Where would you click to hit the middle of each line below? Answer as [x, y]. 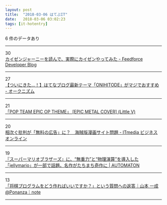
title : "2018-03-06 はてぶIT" [37, 14]
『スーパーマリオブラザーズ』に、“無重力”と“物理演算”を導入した [72, 159]
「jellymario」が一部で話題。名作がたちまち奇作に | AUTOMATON [73, 166]
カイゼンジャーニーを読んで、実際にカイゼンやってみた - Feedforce [74, 59]
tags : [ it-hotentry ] [27, 24]
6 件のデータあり [22, 38]
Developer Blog [21, 65]
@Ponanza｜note [23, 192]
